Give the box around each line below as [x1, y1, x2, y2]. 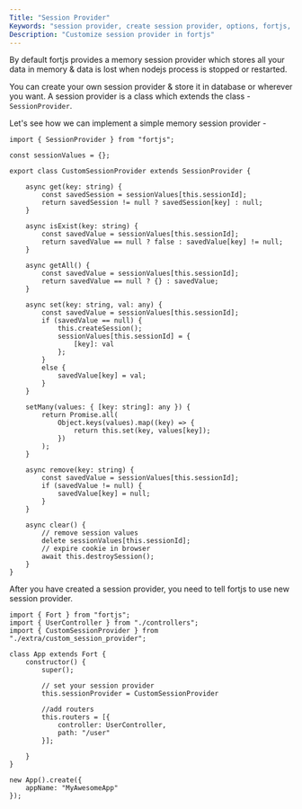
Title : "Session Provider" [9, 13, 111, 22]
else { [41, 363, 67, 373]
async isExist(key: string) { [25, 222, 139, 231]
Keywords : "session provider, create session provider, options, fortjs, [9, 22, 292, 31]
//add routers [41, 705, 94, 715]
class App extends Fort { [9, 650, 106, 659]
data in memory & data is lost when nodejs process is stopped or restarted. [9, 64, 288, 75]
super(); [41, 666, 75, 675]
